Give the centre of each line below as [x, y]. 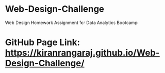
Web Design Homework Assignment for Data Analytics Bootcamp [71, 23]
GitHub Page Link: [43, 42]
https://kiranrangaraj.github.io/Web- [82, 53]
